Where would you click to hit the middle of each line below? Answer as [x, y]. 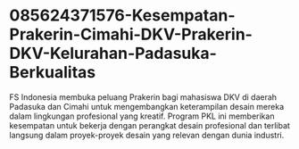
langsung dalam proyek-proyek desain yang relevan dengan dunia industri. [147, 135]
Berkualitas [53, 73]
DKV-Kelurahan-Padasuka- [113, 54]
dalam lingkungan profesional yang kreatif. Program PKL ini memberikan [142, 116]
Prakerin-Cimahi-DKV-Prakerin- [131, 34]
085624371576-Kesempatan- [122, 16]
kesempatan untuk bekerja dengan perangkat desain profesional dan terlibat [149, 125]
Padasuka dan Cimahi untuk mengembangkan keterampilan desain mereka [147, 106]
